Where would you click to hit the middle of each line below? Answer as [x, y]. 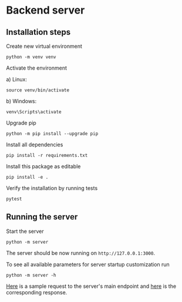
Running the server [42, 217]
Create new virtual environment [44, 46]
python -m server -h [31, 275]
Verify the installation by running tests [52, 188]
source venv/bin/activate [38, 90]
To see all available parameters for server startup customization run [88, 264]
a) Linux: [17, 79]
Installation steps [38, 32]
